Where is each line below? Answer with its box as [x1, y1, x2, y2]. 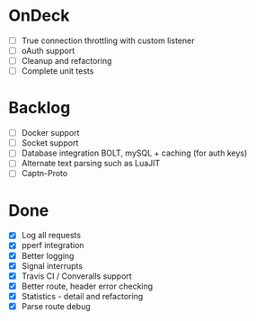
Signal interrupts [21, 260, 83, 271]
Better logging [21, 250, 75, 261]
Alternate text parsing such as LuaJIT [21, 158, 161, 169]
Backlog [8, 98, 71, 118]
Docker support [21, 128, 80, 138]
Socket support [21, 138, 79, 148]
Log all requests [21, 230, 82, 241]
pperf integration [21, 240, 84, 251]
